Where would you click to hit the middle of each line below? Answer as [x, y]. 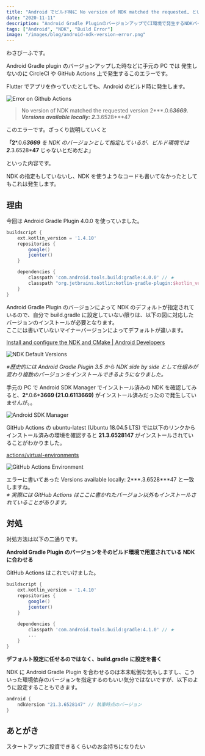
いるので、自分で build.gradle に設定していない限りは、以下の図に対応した [100, 315]
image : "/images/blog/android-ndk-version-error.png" [76, 35]
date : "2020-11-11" [31, 18]
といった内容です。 [30, 163]
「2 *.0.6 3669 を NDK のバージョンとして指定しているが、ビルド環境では [98, 143]
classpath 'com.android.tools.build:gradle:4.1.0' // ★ [102, 629]
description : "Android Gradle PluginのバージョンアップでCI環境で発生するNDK [100, 23]
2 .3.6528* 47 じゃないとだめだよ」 [50, 150]
